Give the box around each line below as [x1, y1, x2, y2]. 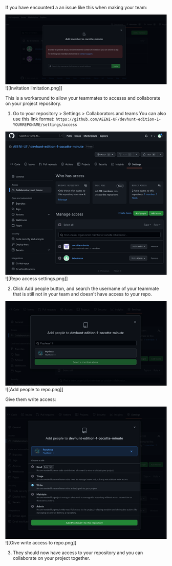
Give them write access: [5, 396, 56, 403]
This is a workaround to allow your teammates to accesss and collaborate [5, 95, 161, 101]
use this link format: [12, 116, 55, 122]
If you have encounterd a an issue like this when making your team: [5, 5, 147, 10]
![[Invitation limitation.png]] [5, 85, 62, 91]
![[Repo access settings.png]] [5, 275, 68, 282]
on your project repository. [5, 100, 61, 106]
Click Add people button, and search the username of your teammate [12, 285, 159, 291]
